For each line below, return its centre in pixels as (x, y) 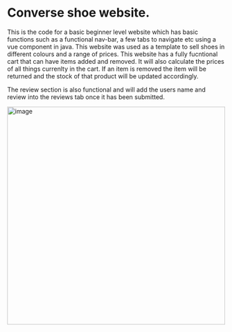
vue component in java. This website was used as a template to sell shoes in (116, 46)
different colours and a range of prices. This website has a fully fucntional (113, 54)
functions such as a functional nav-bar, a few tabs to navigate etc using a (112, 39)
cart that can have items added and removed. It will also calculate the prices (116, 61)
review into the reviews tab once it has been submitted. (86, 97)
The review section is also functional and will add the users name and (107, 89)
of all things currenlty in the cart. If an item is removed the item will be (107, 69)
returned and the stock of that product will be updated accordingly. (103, 76)
